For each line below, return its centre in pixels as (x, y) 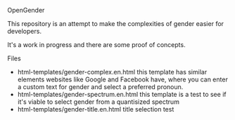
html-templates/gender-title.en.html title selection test (96, 109)
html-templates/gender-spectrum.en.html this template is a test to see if (122, 94)
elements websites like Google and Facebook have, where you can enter (123, 79)
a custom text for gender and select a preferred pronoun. (100, 87)
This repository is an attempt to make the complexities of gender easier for (115, 24)
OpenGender (26, 10)
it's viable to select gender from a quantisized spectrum (98, 102)
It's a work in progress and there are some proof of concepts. (96, 45)
